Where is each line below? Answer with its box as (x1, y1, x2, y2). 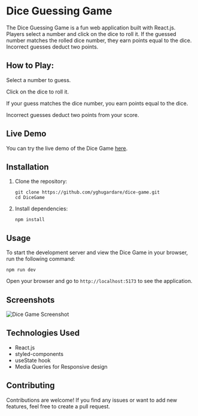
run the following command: (6, 255, 76, 263)
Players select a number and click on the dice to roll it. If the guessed (6, 30, 176, 37)
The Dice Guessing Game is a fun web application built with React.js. (6, 24, 176, 31)
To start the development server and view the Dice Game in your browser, (6, 249, 188, 256)
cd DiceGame (14, 195, 45, 201)
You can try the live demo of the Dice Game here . (6, 144, 128, 152)
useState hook (14, 357, 51, 364)
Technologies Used (6, 328, 80, 338)
